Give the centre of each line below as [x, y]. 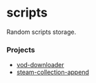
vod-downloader [40, 65]
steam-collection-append [52, 72]
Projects [21, 50]
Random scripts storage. [41, 32]
